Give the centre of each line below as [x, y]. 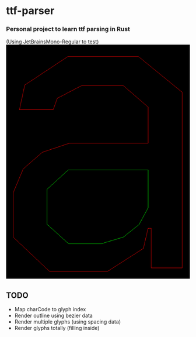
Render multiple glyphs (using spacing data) [68, 321]
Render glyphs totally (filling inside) [57, 328]
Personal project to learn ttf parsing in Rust [68, 29]
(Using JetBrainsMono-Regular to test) [52, 42]
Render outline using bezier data [54, 315]
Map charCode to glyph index [50, 309]
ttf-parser [30, 11]
